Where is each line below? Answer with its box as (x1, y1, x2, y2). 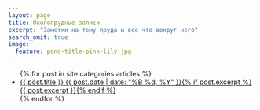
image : (8, 41, 30, 48)
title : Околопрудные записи (8, 19, 101, 27)
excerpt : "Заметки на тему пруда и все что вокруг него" (8, 26, 199, 34)
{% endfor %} (19, 94, 65, 103)
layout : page (8, 11, 51, 20)
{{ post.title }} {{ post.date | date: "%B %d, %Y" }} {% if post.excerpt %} (19, 77, 253, 87)
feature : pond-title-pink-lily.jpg (15, 48, 132, 55)
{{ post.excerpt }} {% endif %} (19, 86, 116, 94)
